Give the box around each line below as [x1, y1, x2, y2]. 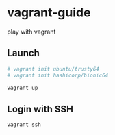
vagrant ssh [7, 121, 41, 128]
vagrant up [7, 84, 38, 91]
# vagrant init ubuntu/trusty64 [7, 65, 99, 73]
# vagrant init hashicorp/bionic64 [7, 72, 109, 79]
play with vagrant [7, 27, 56, 36]
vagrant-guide [7, 5, 91, 21]
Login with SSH [7, 103, 74, 114]
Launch [7, 47, 40, 59]
